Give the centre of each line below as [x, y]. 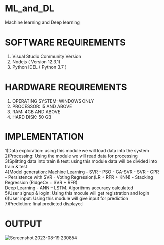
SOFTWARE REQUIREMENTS [65, 43]
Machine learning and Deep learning [42, 22]
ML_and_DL [30, 9]
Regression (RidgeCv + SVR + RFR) [41, 182]
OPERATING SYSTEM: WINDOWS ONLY [53, 101]
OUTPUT [24, 223]
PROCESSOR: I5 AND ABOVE [42, 106]
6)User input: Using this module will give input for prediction [67, 198]
